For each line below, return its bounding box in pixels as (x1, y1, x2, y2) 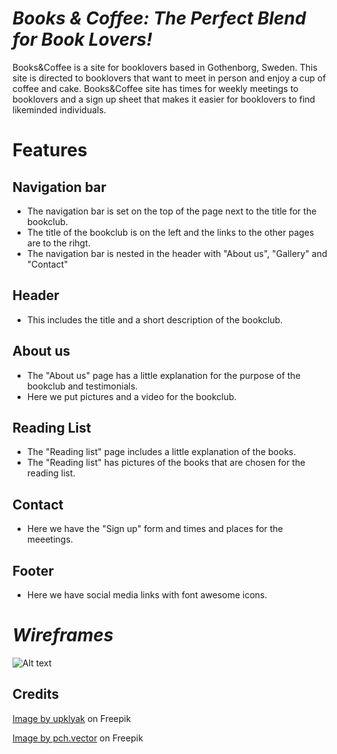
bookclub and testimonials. (26, 380, 139, 392)
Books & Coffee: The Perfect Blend (12, 7, 307, 30)
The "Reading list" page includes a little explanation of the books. (26, 446, 297, 458)
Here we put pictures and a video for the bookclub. (26, 390, 237, 402)
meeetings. (26, 533, 74, 546)
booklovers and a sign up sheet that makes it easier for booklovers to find (12, 93, 316, 105)
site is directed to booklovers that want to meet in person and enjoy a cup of (12, 72, 327, 84)
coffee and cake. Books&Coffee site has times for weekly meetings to (12, 82, 299, 94)
